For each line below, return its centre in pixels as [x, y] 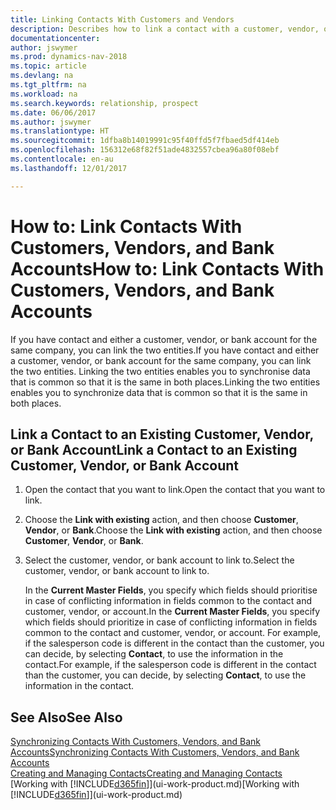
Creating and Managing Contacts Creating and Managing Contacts [146, 773]
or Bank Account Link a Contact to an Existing [154, 449]
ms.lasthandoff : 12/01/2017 [69, 168]
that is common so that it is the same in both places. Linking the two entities [165, 382]
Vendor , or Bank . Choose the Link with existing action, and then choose [173, 530]
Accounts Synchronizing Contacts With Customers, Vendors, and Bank [155, 752]
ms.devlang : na [42, 76]
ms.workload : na [44, 94]
